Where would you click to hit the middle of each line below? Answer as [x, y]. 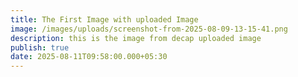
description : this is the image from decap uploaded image [136, 38]
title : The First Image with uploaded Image [104, 19]
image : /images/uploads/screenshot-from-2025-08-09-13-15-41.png [149, 29]
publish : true [40, 47]
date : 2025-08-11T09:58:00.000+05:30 [89, 57]
